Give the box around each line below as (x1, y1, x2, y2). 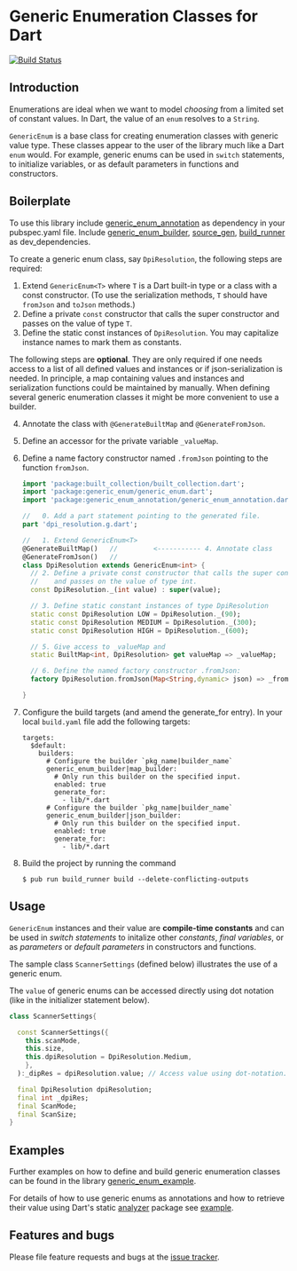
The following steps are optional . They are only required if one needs (9, 353, 263, 365)
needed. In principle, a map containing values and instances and (9, 373, 245, 383)
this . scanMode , (25, 1036, 82, 1045)
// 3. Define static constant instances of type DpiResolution (30, 602, 269, 611)
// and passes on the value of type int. (30, 577, 198, 587)
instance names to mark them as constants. (21, 336, 182, 347)
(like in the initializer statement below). (9, 994, 151, 1005)
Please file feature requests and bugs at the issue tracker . (9, 1251, 220, 1262)
